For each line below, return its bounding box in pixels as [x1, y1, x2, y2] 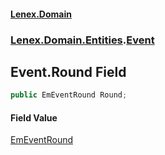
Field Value [10, 111, 58, 124]
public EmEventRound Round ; [10, 90, 128, 100]
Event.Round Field [10, 63, 127, 80]
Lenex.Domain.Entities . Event [10, 33, 155, 47]
